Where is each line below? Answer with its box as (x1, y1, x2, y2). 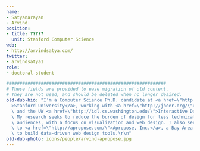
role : (6, 64, 20, 70)
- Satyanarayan (6, 14, 44, 20)
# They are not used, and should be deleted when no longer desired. (6, 92, 183, 98)
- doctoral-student (6, 70, 55, 76)
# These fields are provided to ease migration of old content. (6, 86, 169, 93)
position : (6, 25, 31, 32)
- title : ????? (6, 31, 44, 37)
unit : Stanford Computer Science (11, 36, 95, 42)
